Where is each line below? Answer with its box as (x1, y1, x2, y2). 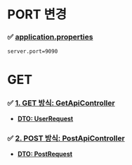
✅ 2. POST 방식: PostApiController (7, 133, 125, 143)
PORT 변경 (7, 6, 67, 23)
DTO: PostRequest (17, 149, 72, 159)
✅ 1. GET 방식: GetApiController (7, 98, 115, 108)
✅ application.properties (7, 32, 93, 42)
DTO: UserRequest (17, 114, 74, 123)
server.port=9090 (7, 48, 58, 55)
